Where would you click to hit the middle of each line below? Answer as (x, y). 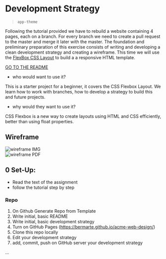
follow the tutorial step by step (43, 187)
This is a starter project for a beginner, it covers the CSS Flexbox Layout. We (83, 86)
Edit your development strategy (44, 237)
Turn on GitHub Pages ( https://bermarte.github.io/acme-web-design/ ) (84, 227)
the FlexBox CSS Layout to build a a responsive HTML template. (70, 57)
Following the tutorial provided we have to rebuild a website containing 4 (79, 31)
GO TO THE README (27, 67)
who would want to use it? (39, 77)
